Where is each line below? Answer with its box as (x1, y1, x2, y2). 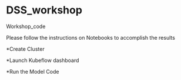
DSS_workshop (6, 4, 82, 17)
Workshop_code (6, 23, 46, 30)
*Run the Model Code (6, 68, 59, 75)
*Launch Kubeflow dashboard (6, 57, 79, 64)
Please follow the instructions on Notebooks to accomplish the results (6, 34, 175, 41)
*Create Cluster (6, 45, 45, 53)
